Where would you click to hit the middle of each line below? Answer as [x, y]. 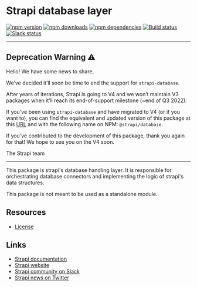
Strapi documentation [41, 259]
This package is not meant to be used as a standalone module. [82, 194]
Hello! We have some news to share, [50, 71]
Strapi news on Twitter [42, 278]
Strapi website [32, 265]
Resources [26, 212]
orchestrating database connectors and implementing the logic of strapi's [95, 176]
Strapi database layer [59, 11]
